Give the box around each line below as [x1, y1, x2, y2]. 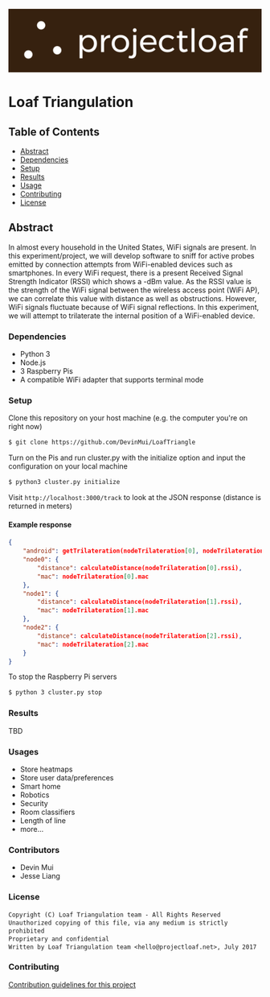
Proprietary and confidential [8, 935, 110, 943]
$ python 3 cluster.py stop [8, 689, 103, 697]
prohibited [8, 927, 45, 935]
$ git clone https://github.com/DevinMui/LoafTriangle [8, 438, 196, 447]
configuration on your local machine [8, 461, 129, 471]
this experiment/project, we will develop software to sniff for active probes [8, 250, 255, 260]
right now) [8, 422, 43, 432]
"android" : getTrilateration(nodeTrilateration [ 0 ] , [22, 547, 199, 556]
